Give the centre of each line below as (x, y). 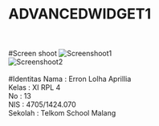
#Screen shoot (33, 53)
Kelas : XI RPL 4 (35, 87)
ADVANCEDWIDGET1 (80, 14)
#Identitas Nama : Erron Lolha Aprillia (70, 79)
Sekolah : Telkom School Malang (62, 112)
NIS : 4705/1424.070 (42, 104)
